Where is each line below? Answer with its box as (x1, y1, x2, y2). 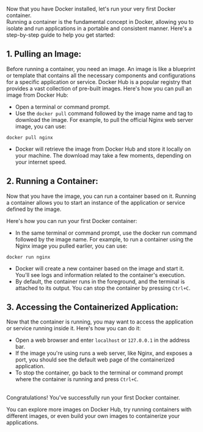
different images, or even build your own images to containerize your (6, 412, 180, 420)
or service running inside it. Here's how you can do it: (6, 325, 141, 332)
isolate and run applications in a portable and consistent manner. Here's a (6, 25, 192, 32)
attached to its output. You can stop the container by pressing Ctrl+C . (15, 284, 191, 292)
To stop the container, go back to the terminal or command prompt (15, 369, 183, 376)
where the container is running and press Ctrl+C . (15, 376, 139, 383)
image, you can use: (15, 123, 67, 130)
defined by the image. (6, 205, 62, 213)
